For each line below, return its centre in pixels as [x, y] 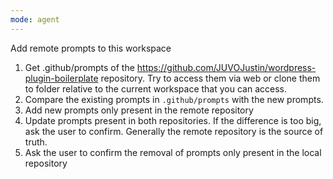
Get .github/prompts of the [79, 67]
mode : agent [35, 19]
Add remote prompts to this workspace [91, 48]
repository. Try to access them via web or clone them [210, 78]
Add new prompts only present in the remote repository [139, 110]
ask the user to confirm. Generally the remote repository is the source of [174, 131]
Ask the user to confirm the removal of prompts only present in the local [173, 152]
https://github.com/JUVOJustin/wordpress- [226, 67]
